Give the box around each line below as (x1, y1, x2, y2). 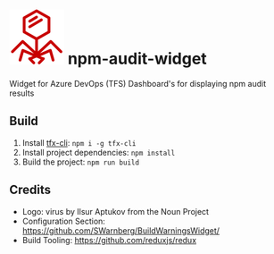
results (9, 88, 35, 98)
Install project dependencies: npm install (21, 147, 176, 157)
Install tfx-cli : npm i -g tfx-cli (21, 137, 137, 148)
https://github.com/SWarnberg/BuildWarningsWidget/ (21, 224, 220, 236)
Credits (9, 182, 52, 198)
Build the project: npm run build (21, 157, 140, 167)
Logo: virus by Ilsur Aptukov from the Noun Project (21, 206, 210, 216)
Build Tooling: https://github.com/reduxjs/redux (21, 234, 197, 245)
